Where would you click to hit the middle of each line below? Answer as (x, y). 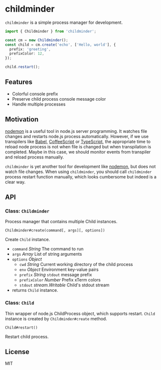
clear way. (15, 182)
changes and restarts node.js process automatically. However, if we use (77, 136)
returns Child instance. (35, 290)
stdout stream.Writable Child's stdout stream (64, 285)
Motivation (22, 119)
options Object (27, 259)
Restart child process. (27, 336)
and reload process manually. (34, 157)
